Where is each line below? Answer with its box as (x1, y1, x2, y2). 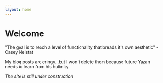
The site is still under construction (5, 73, 73, 79)
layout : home (5, 7, 32, 12)
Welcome (5, 28, 44, 39)
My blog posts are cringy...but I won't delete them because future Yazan (5, 59, 150, 65)
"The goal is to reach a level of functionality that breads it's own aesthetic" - (5, 44, 159, 50)
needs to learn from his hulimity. (5, 64, 70, 69)
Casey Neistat (5, 49, 33, 55)
